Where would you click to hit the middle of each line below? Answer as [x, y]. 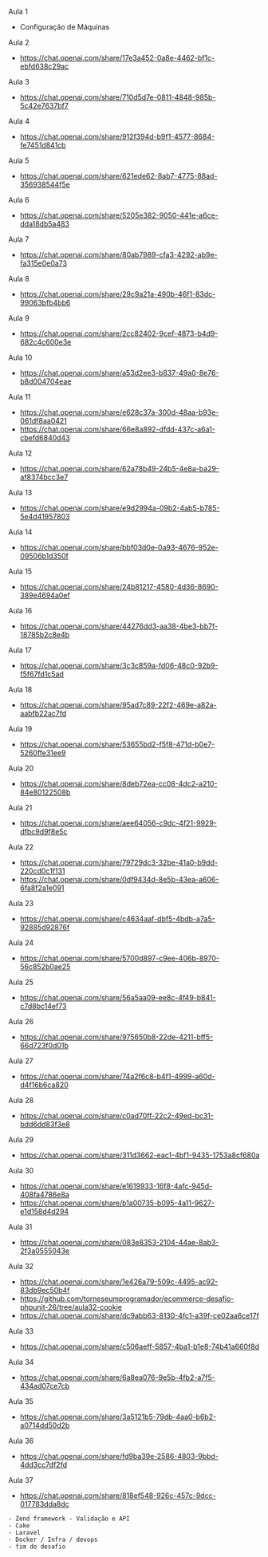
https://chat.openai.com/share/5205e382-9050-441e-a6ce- [119, 215]
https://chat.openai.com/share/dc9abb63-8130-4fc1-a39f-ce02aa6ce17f [139, 1316]
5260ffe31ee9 [43, 753]
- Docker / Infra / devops [53, 1539]
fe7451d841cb [43, 145]
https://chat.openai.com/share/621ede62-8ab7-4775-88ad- [118, 176]
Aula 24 [21, 943]
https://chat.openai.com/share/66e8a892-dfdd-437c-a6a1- [117, 429]
